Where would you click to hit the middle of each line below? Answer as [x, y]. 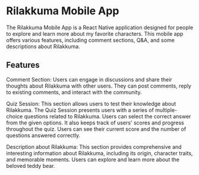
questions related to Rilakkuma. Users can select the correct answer [108, 116]
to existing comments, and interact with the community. [74, 92]
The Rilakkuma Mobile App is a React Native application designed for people [100, 27]
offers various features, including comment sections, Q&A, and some [91, 40]
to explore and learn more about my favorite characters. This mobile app [95, 33]
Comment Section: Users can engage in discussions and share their [89, 79]
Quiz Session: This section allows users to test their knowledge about [91, 104]
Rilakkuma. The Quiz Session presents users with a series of [80, 110]
